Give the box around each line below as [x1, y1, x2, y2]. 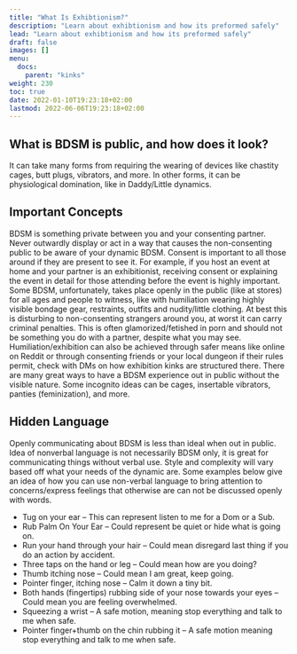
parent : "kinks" [25, 71, 86, 80]
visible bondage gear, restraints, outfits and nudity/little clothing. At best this [9, 303, 288, 314]
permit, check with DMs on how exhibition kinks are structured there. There [9, 360, 285, 371]
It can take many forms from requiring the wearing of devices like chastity [9, 161, 279, 171]
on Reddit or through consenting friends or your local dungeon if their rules [9, 351, 284, 361]
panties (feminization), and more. [9, 388, 130, 399]
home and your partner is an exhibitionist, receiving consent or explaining [9, 265, 277, 276]
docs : [17, 63, 38, 72]
